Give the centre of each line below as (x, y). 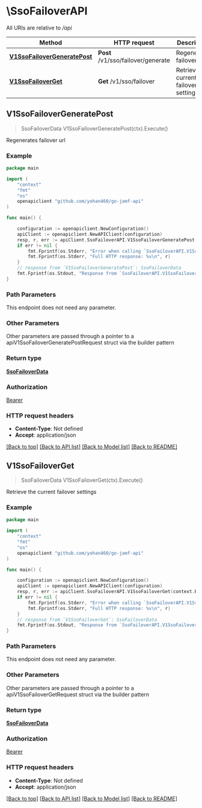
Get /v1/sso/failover (127, 81)
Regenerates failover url (36, 140)
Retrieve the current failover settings (51, 492)
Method (51, 42)
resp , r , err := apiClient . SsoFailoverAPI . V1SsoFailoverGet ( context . (106, 592)
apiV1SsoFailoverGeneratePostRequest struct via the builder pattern (90, 343)
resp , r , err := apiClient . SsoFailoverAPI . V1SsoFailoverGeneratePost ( (107, 240)
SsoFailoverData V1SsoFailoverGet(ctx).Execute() (82, 480)
